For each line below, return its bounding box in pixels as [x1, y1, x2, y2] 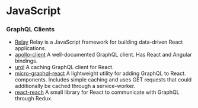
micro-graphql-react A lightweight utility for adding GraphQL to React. [14, 70, 186, 77]
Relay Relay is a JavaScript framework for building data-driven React [14, 38, 183, 45]
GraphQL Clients [6, 25, 55, 34]
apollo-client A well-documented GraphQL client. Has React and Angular [14, 51, 193, 58]
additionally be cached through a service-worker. [14, 83, 136, 90]
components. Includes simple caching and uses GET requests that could [14, 76, 192, 83]
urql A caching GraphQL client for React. [14, 64, 114, 71]
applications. [14, 45, 46, 52]
